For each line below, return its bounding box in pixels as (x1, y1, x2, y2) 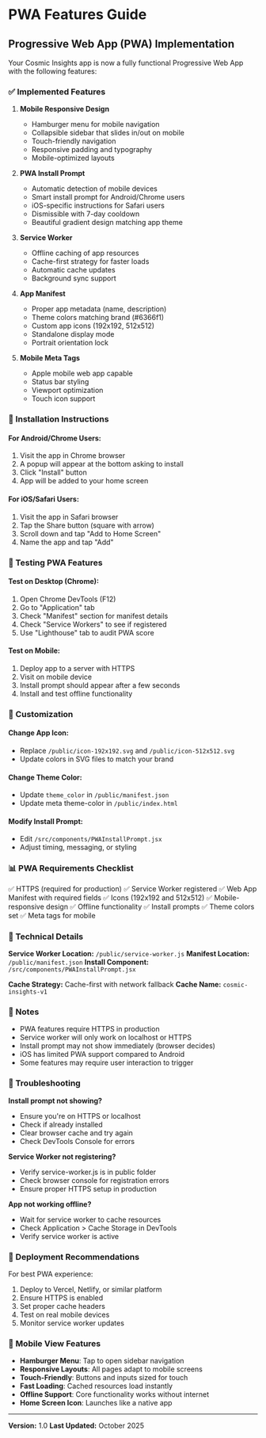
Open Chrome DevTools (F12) (19, 594, 116, 604)
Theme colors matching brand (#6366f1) (31, 313, 165, 322)
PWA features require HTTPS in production (19, 1024, 160, 1034)
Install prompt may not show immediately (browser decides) (19, 1041, 216, 1051)
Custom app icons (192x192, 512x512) (31, 321, 155, 330)
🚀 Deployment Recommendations (8, 1251, 140, 1262)
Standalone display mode (31, 330, 115, 339)
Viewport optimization (31, 386, 104, 395)
